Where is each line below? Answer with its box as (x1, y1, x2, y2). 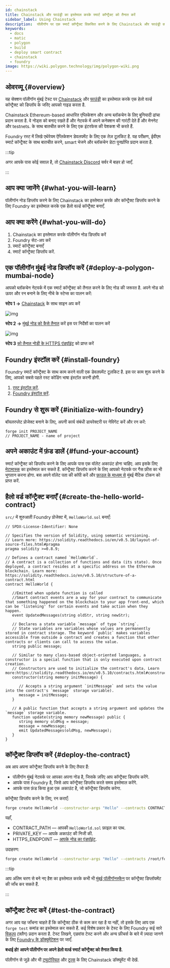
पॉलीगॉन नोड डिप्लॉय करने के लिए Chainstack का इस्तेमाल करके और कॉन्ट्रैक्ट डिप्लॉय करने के (5, 197, 160, 203)
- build (10, 45, 26, 50)
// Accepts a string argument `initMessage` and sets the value (18, 683, 157, 689)
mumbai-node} (5, 271, 55, 280)
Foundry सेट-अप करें (12, 237, 51, 243)
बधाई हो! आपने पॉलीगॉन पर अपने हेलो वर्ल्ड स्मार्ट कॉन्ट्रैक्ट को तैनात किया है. (5, 947, 123, 952)
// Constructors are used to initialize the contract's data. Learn (12, 666, 159, 671)
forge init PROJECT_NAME (5, 429, 58, 434)
